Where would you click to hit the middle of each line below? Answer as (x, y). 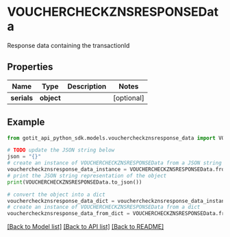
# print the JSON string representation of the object (87, 175)
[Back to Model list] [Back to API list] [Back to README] (86, 227)
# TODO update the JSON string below (61, 150)
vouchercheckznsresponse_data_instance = (67, 170)
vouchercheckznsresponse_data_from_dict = (68, 214)
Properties (30, 67)
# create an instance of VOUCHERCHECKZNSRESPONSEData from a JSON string (115, 163)
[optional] (129, 98)
